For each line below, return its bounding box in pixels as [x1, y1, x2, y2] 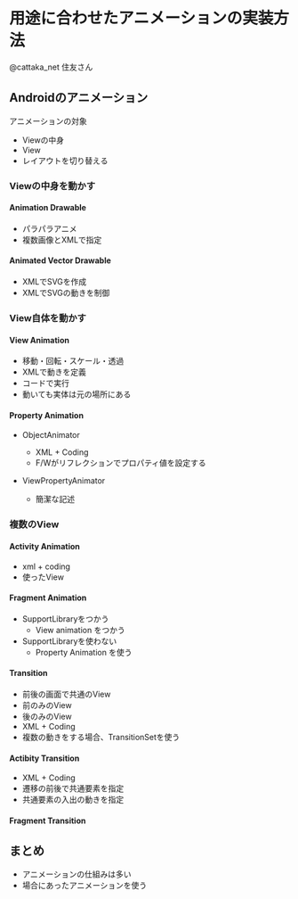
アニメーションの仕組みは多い [21, 869, 132, 879]
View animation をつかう [35, 624, 126, 635]
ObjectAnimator [21, 430, 80, 441]
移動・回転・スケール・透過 [21, 356, 125, 367]
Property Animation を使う [35, 647, 133, 657]
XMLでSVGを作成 [21, 276, 87, 287]
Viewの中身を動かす [9, 179, 96, 192]
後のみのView [21, 711, 73, 722]
